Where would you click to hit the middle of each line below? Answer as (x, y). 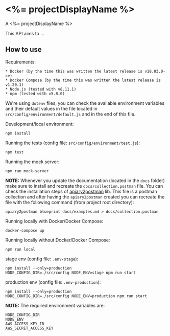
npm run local (20, 249)
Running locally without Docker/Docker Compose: (58, 240)
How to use (23, 50)
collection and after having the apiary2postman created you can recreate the (85, 197)
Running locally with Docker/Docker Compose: (54, 221)
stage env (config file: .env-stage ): (42, 259)
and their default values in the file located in (52, 108)
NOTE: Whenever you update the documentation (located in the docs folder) (85, 181)
